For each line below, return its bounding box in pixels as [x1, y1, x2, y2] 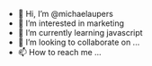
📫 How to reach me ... [17, 47, 102, 57]
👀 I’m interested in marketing [17, 18, 124, 29]
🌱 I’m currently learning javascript [17, 28, 143, 37]
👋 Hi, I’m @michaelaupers [17, 9, 114, 19]
